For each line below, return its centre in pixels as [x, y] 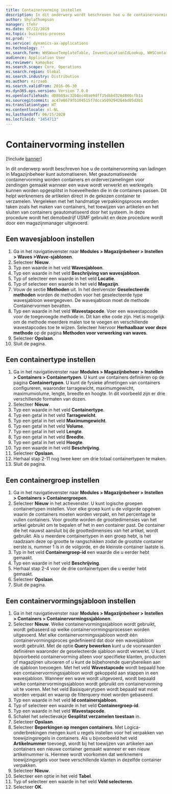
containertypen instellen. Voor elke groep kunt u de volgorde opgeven [87, 509]
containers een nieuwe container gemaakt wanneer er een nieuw [81, 749]
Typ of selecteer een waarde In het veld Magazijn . [66, 284]
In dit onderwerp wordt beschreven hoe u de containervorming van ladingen [86, 169]
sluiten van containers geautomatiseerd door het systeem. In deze [75, 212]
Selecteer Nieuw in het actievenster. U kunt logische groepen [78, 503]
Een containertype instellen [51, 359]
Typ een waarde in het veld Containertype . [59, 410]
